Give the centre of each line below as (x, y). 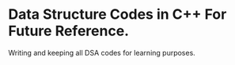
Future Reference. (68, 31)
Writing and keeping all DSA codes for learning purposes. (102, 52)
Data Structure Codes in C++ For (117, 14)
